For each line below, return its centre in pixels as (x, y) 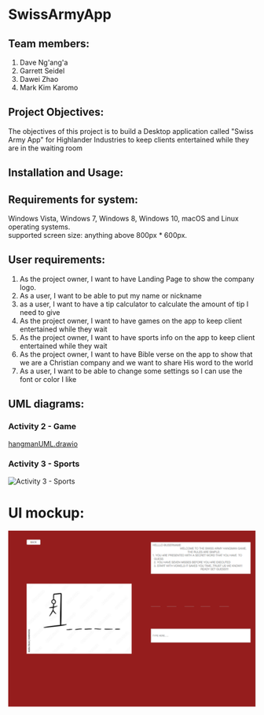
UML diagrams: (46, 404)
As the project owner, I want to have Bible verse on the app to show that (136, 354)
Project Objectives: (56, 112)
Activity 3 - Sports (44, 464)
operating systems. (39, 227)
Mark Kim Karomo (49, 87)
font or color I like (48, 379)
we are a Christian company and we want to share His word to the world (136, 362)
